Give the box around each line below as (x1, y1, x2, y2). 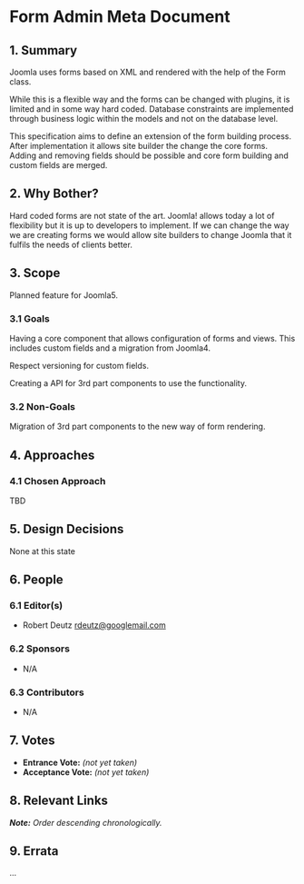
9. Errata (9, 843, 59, 859)
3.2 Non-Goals (9, 400, 75, 412)
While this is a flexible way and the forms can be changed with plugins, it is (9, 94, 290, 104)
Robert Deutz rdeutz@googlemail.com (22, 620, 166, 631)
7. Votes (9, 733, 55, 749)
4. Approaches (9, 447, 95, 462)
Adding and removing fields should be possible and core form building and (9, 150, 289, 161)
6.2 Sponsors (9, 642, 71, 655)
